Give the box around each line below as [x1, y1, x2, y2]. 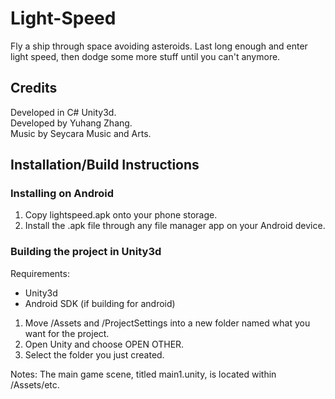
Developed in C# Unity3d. [10, 106, 117, 118]
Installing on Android [10, 187, 115, 201]
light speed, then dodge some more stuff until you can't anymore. [10, 50, 281, 62]
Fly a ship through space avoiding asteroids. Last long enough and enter [10, 40, 308, 52]
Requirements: [10, 267, 70, 279]
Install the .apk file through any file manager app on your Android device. [24, 220, 326, 232]
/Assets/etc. [10, 378, 60, 391]
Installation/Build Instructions [10, 157, 200, 174]
